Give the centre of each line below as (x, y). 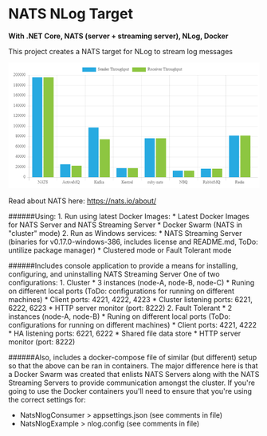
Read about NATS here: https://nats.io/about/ (82, 201)
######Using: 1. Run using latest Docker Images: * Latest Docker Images (129, 216)
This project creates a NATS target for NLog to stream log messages (121, 51)
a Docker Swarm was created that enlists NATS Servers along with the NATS (134, 374)
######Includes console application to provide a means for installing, (123, 265)
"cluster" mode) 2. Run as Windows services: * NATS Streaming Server (125, 233)
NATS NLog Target (71, 14)
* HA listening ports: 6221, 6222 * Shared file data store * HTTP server (125, 333)
